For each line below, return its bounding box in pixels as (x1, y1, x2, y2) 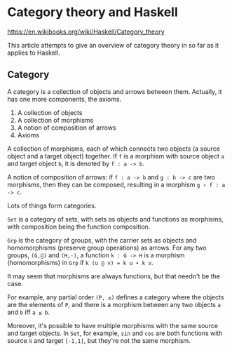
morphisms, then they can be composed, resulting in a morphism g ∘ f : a (7, 180, 226, 189)
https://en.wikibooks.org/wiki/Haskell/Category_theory (7, 27, 165, 36)
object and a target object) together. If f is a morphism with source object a (7, 151, 224, 160)
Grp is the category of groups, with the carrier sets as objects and (7, 236, 197, 244)
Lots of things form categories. (7, 201, 97, 210)
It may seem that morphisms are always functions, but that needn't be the (7, 271, 221, 280)
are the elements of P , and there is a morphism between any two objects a (7, 300, 221, 309)
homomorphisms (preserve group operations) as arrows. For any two (7, 243, 207, 252)
